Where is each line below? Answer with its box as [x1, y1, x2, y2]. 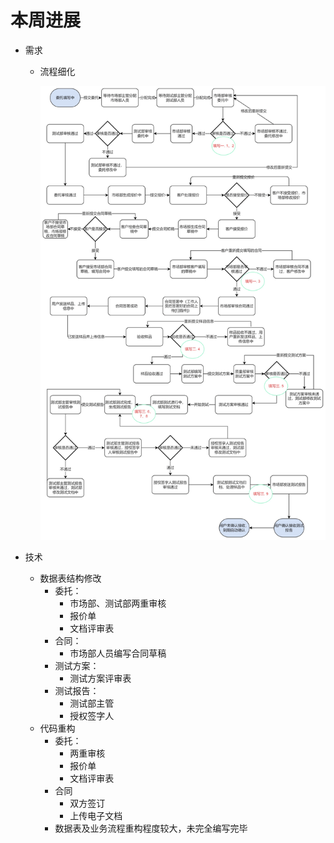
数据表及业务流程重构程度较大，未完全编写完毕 [54, 822, 248, 834]
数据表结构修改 [39, 572, 102, 584]
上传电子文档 [69, 809, 123, 821]
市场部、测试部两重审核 [69, 597, 167, 609]
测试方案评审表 [69, 672, 132, 684]
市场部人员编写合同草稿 [69, 647, 167, 659]
